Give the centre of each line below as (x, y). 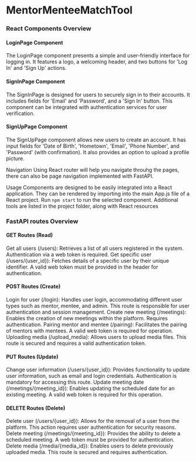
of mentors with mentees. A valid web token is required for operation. (90, 331)
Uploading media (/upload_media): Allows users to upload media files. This (96, 337)
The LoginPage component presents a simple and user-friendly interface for (98, 56)
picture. (16, 158)
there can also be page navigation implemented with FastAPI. (80, 176)
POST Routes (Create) (33, 287)
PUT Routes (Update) (32, 357)
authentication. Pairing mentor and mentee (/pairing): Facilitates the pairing (97, 325)
